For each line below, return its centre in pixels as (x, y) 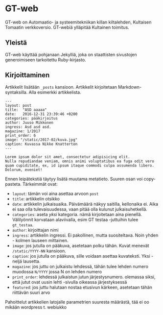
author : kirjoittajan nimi (35, 230)
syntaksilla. (16, 92)
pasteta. (13, 184)
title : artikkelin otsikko (36, 198)
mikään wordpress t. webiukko (36, 307)
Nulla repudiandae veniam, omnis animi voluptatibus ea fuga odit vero (80, 161)
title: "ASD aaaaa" (26, 110)
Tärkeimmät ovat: (40, 184)
